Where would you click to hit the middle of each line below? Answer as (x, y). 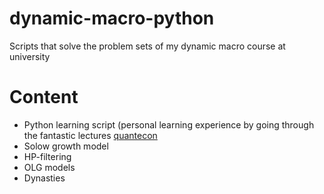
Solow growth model (66, 146)
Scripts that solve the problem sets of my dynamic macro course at (147, 46)
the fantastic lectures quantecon (90, 135)
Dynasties (44, 178)
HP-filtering (47, 156)
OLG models (49, 167)
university (30, 56)
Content (44, 97)
